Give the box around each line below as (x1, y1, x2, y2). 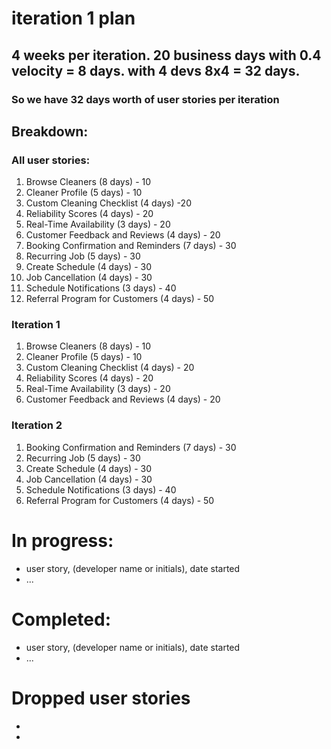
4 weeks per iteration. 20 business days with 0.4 (11, 47, 322, 64)
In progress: (11, 529, 114, 552)
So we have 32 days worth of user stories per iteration (11, 92, 280, 106)
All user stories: (11, 153, 91, 167)
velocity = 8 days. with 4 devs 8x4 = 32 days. (11, 62, 301, 79)
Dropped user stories (11, 687, 191, 709)
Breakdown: (11, 123, 89, 140)
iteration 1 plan (11, 7, 136, 30)
